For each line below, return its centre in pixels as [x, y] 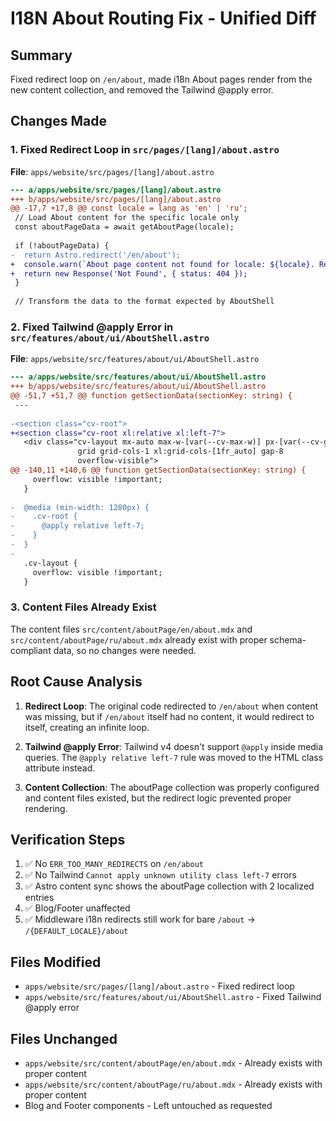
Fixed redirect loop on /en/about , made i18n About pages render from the [161, 79]
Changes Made [58, 121]
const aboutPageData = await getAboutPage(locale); [124, 227]
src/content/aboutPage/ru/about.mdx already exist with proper [139, 639]
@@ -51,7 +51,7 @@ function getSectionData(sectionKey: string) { [151, 396]
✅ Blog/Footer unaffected [77, 908]
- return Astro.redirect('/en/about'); [96, 255]
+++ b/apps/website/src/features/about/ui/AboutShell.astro [138, 387]
